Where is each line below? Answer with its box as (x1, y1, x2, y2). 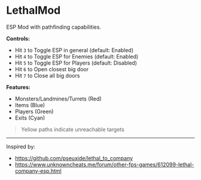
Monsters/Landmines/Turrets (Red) (14, 95, 102, 102)
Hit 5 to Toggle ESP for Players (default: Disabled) (14, 59, 138, 66)
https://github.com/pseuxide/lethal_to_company (14, 154, 133, 161)
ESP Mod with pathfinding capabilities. (6, 23, 102, 30)
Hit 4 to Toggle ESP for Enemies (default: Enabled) (14, 53, 139, 60)
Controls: (6, 35, 31, 42)
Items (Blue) (14, 101, 45, 108)
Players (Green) (14, 108, 54, 115)
